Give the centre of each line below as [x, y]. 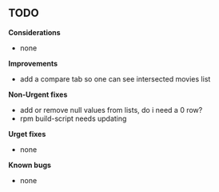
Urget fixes [27, 134]
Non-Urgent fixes [38, 94]
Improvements [33, 63]
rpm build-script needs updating [73, 118]
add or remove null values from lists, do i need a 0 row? [111, 110]
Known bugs [30, 165]
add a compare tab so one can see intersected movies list [115, 78]
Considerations [35, 32]
